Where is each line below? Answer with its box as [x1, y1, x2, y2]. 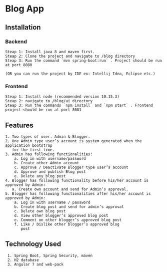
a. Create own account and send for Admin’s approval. [11, 186, 128, 192]
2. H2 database [7, 257, 39, 262]
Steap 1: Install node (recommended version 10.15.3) [5, 94, 120, 99]
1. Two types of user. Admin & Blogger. [5, 134, 91, 139]
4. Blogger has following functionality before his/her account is [5, 178, 149, 183]
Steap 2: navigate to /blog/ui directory [5, 99, 93, 104]
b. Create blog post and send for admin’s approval [14, 204, 124, 209]
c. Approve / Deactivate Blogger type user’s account [14, 165, 128, 170]
